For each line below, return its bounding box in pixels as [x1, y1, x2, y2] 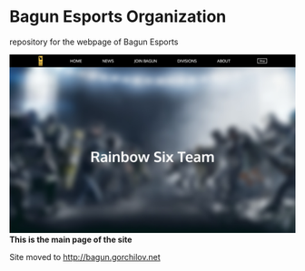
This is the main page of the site [9, 234, 133, 245]
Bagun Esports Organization [9, 6, 227, 27]
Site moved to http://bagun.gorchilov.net [9, 251, 161, 262]
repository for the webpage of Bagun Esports [9, 36, 179, 47]
